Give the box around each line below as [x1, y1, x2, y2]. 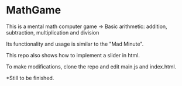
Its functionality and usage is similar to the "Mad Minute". [6, 40, 144, 47]
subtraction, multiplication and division [6, 29, 99, 36]
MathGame [6, 4, 61, 17]
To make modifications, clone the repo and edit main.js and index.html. [6, 63, 177, 70]
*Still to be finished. [6, 74, 54, 81]
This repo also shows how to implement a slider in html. [6, 51, 140, 59]
